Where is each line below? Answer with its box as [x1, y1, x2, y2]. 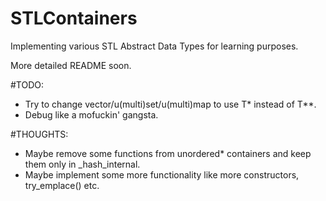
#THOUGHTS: [10, 128, 69, 140]
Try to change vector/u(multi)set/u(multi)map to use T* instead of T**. [24, 98, 317, 110]
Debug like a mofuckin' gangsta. [24, 108, 159, 121]
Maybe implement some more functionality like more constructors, [24, 168, 300, 181]
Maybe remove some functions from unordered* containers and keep [24, 147, 312, 159]
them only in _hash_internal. [24, 158, 141, 170]
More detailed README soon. [10, 59, 132, 71]
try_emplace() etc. [24, 179, 100, 191]
